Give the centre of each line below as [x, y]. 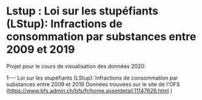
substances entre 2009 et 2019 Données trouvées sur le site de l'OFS [93, 84]
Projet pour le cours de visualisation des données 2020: [76, 66]
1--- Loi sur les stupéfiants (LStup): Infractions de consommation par [92, 78]
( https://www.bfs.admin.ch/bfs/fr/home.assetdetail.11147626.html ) [89, 90]
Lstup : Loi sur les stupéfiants [82, 11]
